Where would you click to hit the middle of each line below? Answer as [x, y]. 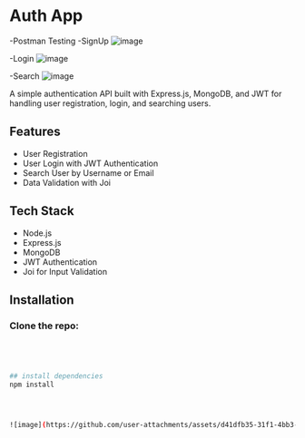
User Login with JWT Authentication [90, 163]
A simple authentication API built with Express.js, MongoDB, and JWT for [146, 93]
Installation [42, 300]
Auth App [46, 16]
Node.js [37, 233]
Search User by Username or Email [88, 172]
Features [35, 132]
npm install [32, 385]
